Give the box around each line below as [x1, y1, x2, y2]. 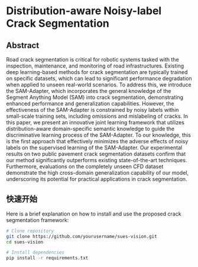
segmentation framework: [6, 216, 69, 223]
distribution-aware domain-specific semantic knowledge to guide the [6, 126, 175, 132]
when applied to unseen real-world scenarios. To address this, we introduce [6, 81, 191, 88]
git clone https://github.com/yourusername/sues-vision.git [6, 233, 158, 239]
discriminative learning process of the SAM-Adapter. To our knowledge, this [6, 131, 191, 139]
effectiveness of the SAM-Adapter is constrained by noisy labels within [6, 107, 179, 113]
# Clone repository [6, 228, 54, 234]
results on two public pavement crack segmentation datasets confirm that [6, 150, 186, 157]
